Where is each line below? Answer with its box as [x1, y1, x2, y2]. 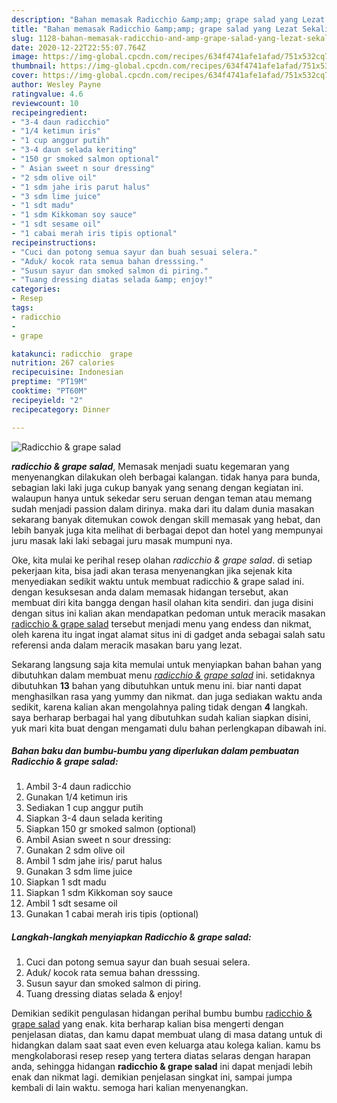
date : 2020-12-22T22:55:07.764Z [11, 42, 146, 53]
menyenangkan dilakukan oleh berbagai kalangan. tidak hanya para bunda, [11, 471, 321, 483]
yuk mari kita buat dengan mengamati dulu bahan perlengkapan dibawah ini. [11, 722, 327, 734]
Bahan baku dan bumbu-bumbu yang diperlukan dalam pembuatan [11, 745, 300, 757]
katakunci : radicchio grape [11, 349, 133, 359]
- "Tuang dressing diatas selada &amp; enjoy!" [11, 275, 214, 285]
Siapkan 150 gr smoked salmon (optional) [25, 823, 197, 835]
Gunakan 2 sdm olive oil [25, 844, 126, 856]
